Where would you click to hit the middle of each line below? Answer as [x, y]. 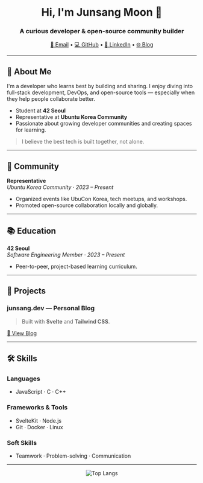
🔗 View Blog [22, 333]
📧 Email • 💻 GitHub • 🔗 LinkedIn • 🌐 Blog [102, 45]
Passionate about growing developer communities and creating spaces [104, 124]
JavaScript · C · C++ [41, 392]
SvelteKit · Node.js [39, 421]
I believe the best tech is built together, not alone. [83, 142]
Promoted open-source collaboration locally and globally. [87, 205]
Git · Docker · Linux [39, 427]
